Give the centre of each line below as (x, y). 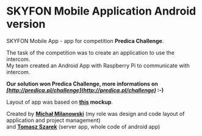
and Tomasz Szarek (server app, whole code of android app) (83, 126)
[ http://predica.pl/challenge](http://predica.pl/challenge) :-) (85, 90)
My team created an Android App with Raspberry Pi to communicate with (98, 66)
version (26, 24)
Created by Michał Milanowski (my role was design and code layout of (96, 114)
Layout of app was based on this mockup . (60, 102)
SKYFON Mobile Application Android (101, 11)
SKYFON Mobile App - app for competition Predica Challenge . (85, 41)
